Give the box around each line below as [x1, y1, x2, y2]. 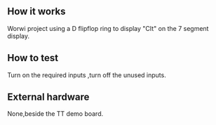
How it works [7, 6, 66, 18]
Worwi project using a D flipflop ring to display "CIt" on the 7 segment [7, 24, 209, 32]
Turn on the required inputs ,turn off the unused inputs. [7, 70, 166, 79]
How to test [7, 52, 58, 64]
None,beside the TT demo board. [7, 110, 104, 118]
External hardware [7, 91, 90, 103]
